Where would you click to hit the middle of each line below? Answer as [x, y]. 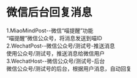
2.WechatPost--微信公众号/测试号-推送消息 [61, 46]
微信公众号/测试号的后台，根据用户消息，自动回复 [69, 68]
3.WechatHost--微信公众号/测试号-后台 [56, 61]
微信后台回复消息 [50, 12]
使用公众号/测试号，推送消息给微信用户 [56, 53]
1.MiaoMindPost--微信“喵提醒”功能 [50, 30]
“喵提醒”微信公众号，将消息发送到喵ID [54, 38]
